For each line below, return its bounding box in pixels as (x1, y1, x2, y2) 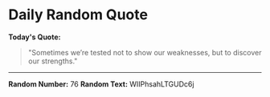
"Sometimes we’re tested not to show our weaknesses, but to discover (27, 47, 262, 57)
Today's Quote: (8, 32, 61, 42)
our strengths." (27, 56, 78, 66)
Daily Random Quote (8, 6, 149, 24)
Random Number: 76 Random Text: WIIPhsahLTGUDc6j (8, 79, 194, 89)
